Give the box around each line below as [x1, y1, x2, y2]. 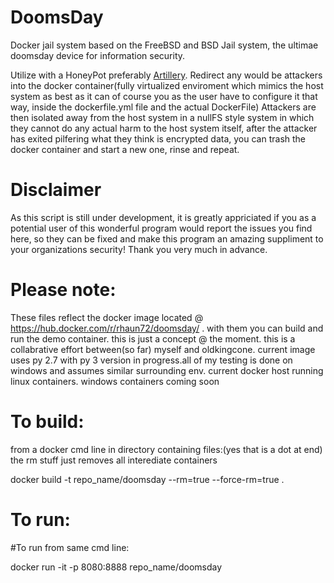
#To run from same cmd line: [10, 541, 130, 553]
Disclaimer [10, 179, 102, 201]
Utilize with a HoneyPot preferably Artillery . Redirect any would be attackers [10, 69, 323, 81]
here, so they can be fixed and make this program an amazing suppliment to [10, 232, 324, 245]
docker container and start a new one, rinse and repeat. [10, 143, 240, 155]
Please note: [10, 279, 117, 301]
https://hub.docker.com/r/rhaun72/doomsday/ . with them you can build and [10, 322, 324, 334]
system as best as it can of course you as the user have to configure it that [10, 90, 318, 102]
